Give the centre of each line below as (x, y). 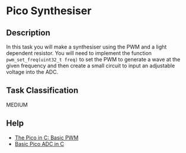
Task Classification (42, 91)
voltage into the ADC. (32, 72)
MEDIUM (17, 105)
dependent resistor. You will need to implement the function (79, 53)
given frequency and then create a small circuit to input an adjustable (91, 66)
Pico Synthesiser (49, 11)
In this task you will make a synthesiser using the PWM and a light (86, 47)
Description (28, 33)
